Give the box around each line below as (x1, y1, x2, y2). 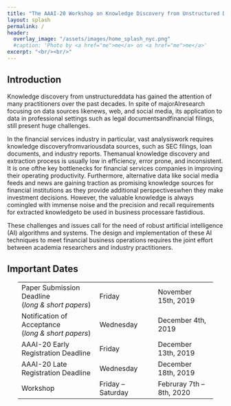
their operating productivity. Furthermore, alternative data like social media (7, 171, 219, 180)
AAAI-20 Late (21, 359, 67, 369)
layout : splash (7, 17, 51, 23)
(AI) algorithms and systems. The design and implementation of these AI (7, 228, 212, 237)
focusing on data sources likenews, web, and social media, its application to (7, 107, 222, 115)
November (157, 287, 192, 297)
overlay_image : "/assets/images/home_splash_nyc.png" (13, 36, 170, 43)
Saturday (99, 387, 129, 397)
